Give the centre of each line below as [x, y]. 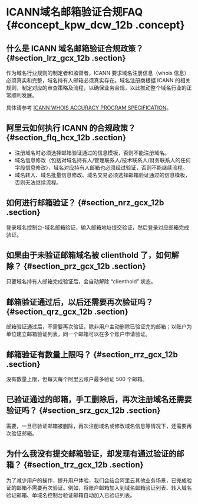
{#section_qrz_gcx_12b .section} [67, 311]
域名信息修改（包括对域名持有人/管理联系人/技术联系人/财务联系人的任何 [103, 160]
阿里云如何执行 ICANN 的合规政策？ [71, 128]
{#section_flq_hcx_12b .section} [66, 138]
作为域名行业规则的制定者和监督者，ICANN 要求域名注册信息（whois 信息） [98, 73]
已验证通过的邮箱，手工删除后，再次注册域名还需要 [99, 400]
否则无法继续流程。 [38, 182]
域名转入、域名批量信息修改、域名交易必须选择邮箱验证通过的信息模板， [102, 175]
